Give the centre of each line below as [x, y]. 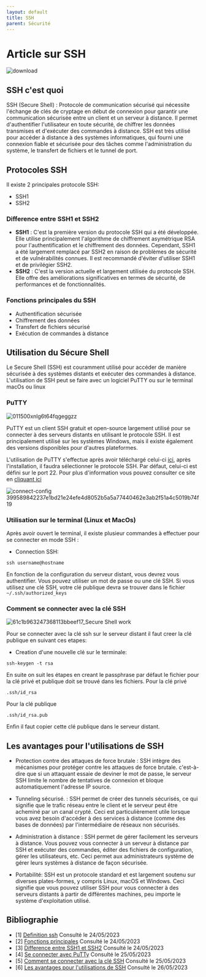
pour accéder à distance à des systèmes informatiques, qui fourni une [95, 137]
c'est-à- [189, 767]
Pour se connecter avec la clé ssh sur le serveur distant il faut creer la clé [99, 634]
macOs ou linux [26, 387]
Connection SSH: [37, 551]
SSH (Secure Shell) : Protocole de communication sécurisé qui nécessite [98, 105]
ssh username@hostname [35, 563]
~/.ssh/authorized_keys [37, 593]
